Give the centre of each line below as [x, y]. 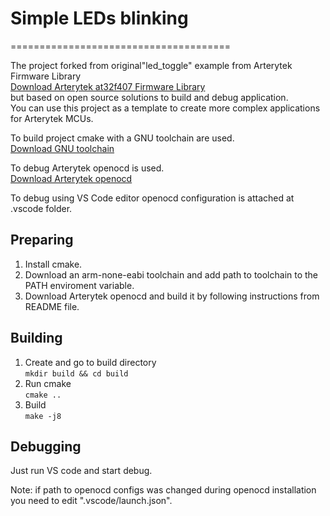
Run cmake [48, 383]
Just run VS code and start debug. [81, 471]
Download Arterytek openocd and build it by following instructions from [172, 296]
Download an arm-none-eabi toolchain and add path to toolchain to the [171, 274]
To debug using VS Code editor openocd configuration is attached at [152, 198]
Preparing [42, 240]
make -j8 [43, 416]
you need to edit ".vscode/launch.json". [91, 501]
